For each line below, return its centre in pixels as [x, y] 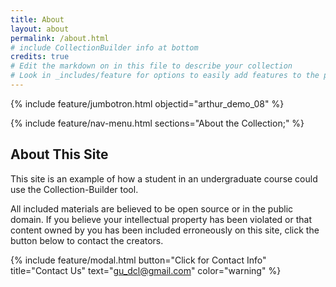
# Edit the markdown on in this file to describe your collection [151, 66]
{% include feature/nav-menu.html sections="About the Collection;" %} [157, 123]
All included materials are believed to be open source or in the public [152, 208]
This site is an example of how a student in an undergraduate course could [164, 178]
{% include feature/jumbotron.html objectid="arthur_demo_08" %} [147, 103]
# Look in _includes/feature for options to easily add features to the [165, 76]
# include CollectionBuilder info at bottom [104, 47]
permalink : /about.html [60, 38]
